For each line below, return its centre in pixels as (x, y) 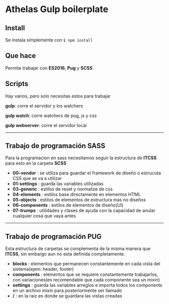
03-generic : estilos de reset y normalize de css (63, 189)
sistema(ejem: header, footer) (43, 269)
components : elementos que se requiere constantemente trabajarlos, (85, 275)
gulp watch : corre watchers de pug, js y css (51, 115)
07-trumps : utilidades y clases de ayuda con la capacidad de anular (84, 211)
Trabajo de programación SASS (55, 146)
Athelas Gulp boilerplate (57, 9)
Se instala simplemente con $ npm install (49, 40)
